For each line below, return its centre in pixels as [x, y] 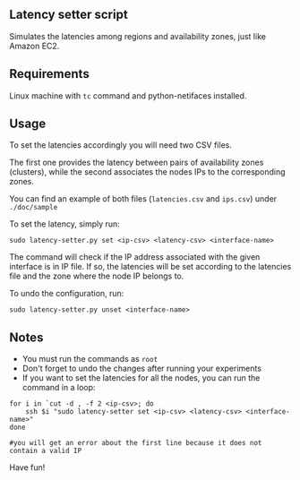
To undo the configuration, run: [67, 294]
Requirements [49, 74]
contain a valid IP [46, 451]
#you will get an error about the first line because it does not [136, 443]
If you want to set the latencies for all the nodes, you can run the [141, 378]
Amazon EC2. [34, 46]
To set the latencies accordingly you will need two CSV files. [121, 145]
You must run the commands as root [90, 359]
